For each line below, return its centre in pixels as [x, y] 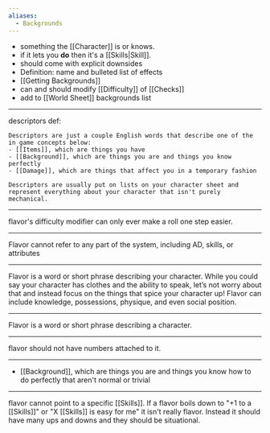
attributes [24, 253]
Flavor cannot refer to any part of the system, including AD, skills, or [121, 244]
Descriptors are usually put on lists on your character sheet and [124, 185]
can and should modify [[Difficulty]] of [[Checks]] [102, 89]
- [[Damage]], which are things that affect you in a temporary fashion [133, 171]
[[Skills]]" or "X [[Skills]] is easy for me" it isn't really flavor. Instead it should [135, 411]
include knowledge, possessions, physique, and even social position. [123, 302]
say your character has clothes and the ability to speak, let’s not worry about [135, 285]
